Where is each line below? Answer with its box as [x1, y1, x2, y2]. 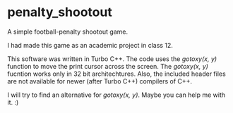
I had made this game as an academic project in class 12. [7, 41, 173, 49]
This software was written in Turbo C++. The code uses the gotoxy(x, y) [7, 54, 217, 63]
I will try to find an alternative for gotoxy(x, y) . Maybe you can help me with [7, 91, 226, 99]
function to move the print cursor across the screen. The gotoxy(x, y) [7, 62, 208, 70]
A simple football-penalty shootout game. [7, 27, 129, 36]
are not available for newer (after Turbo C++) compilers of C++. [7, 77, 193, 85]
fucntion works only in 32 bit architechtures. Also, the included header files [7, 69, 226, 78]
